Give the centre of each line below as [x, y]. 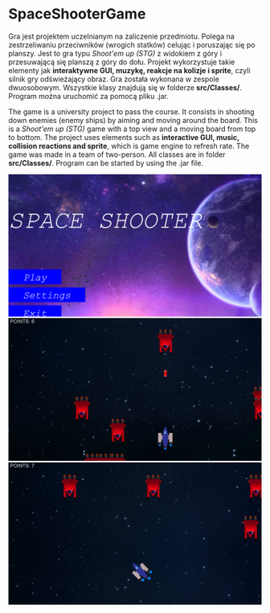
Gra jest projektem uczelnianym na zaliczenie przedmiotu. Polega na [121, 36]
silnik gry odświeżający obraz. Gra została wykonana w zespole [114, 79]
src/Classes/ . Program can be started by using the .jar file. [106, 163]
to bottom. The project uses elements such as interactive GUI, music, [124, 137]
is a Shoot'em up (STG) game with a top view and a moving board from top [132, 129]
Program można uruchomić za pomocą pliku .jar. [88, 96]
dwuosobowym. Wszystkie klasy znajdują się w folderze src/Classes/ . [125, 87]
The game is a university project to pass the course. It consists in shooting [131, 111]
